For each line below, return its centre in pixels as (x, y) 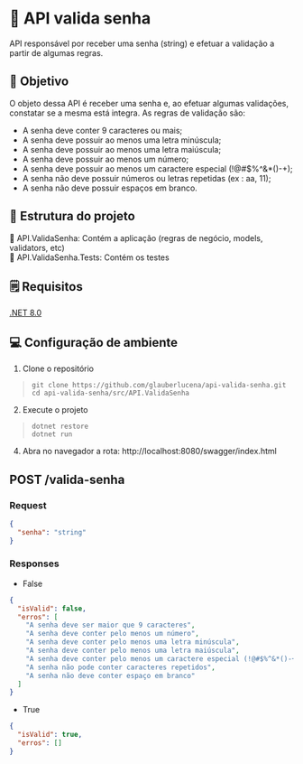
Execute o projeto (55, 410)
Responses (35, 564)
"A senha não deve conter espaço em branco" (110, 675)
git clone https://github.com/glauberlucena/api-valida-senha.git (159, 386)
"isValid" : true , (50, 735)
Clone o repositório (58, 368)
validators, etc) (37, 247)
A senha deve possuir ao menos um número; (106, 159)
